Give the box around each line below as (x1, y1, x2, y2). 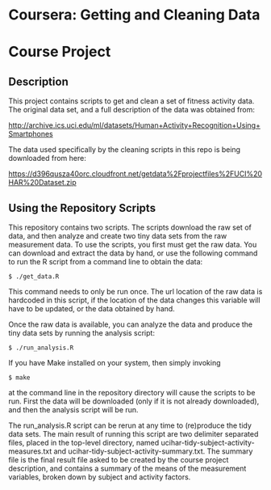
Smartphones (8, 129, 54, 139)
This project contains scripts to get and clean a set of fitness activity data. (8, 96, 255, 106)
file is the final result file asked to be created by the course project (8, 455, 229, 464)
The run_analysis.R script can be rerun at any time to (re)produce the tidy (8, 420, 252, 430)
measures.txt (8, 446, 52, 456)
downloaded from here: (8, 154, 86, 163)
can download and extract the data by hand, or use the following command (8, 248, 258, 258)
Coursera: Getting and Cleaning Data (8, 6, 261, 24)
